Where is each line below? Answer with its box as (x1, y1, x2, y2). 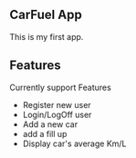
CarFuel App (9, 7, 82, 23)
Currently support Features (9, 82, 111, 93)
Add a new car (22, 118, 78, 130)
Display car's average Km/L (22, 138, 127, 149)
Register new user (22, 99, 91, 110)
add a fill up (22, 128, 68, 139)
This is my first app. (9, 31, 84, 42)
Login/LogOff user (22, 109, 92, 120)
